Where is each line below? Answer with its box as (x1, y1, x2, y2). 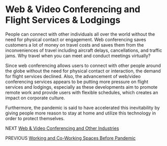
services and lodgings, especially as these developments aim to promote (5, 84, 158, 90)
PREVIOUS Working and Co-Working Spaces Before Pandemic (5, 135, 136, 141)
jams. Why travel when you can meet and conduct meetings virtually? (5, 52, 151, 59)
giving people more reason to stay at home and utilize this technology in (5, 110, 156, 116)
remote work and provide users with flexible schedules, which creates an (5, 89, 158, 95)
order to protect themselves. (5, 115, 65, 121)
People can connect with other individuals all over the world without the (5, 31, 155, 37)
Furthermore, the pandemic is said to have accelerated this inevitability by (5, 104, 160, 111)
